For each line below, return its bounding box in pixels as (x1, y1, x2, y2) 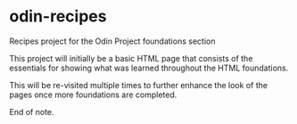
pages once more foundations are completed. (9, 89, 177, 100)
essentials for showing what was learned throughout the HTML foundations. (9, 62, 289, 73)
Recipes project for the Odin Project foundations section (9, 36, 216, 46)
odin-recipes (9, 6, 107, 27)
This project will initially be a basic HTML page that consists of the (9, 53, 253, 63)
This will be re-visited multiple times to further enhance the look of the (9, 79, 268, 90)
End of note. (9, 106, 55, 117)
